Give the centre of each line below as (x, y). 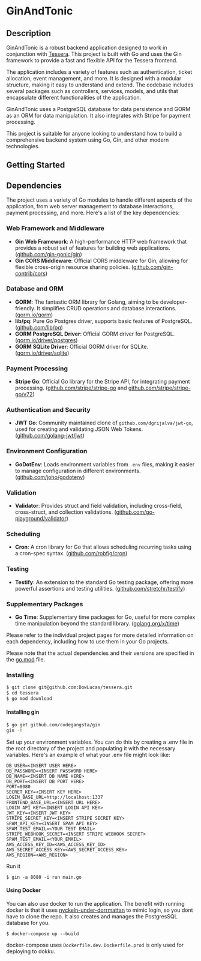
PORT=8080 (19, 787)
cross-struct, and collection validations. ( (65, 512)
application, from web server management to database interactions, (90, 206)
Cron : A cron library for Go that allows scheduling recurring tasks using (103, 547)
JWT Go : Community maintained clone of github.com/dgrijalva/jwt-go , (104, 423)
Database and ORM (35, 289)
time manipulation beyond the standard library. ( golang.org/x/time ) (97, 623)
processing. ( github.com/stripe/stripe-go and (71, 388)
